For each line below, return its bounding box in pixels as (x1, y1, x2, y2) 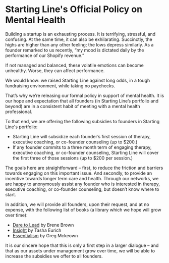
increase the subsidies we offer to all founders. (5, 253, 103, 259)
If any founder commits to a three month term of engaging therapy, (12, 144, 152, 150)
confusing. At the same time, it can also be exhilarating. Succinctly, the (5, 36, 152, 42)
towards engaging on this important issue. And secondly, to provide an (5, 170, 152, 176)
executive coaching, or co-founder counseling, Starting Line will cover (12, 149, 159, 155)
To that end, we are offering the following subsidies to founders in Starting (5, 118, 160, 124)
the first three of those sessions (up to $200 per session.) (12, 155, 133, 161)
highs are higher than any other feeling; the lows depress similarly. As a (5, 41, 154, 47)
